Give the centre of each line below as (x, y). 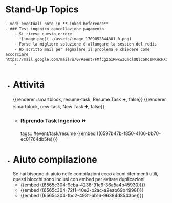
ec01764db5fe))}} (39, 139)
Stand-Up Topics (42, 9)
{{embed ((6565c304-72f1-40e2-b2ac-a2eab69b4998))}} (82, 190)
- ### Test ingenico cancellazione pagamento (55, 29)
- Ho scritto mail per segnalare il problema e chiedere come (82, 49)
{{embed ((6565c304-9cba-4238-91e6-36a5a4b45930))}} (83, 185)
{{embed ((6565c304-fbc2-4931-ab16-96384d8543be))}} (82, 196)
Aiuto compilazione (55, 160)
